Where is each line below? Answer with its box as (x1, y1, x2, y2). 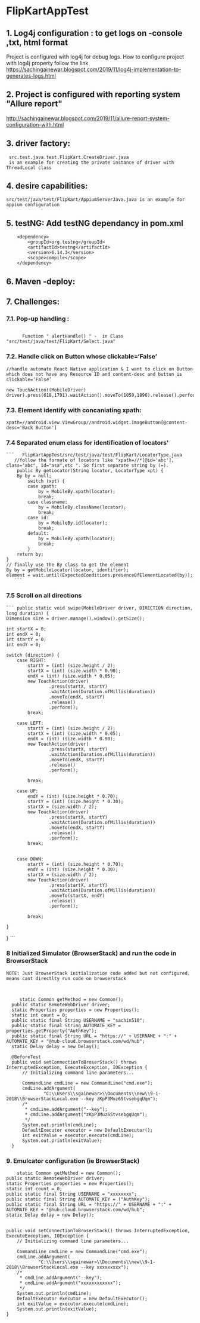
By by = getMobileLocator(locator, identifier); (6, 567, 129, 573)
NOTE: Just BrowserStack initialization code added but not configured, (6, 970, 190, 976)
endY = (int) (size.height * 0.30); (27, 866, 118, 872)
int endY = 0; (6, 641, 42, 648)
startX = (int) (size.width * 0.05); (27, 730, 121, 736)
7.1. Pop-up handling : (6, 314, 70, 323)
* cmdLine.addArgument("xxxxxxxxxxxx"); (19, 1280, 121, 1286)
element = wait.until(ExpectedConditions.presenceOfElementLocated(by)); (6, 572, 193, 578)
